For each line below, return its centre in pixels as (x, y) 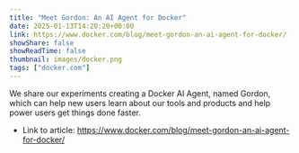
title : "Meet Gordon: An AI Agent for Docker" (98, 18)
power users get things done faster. (75, 112)
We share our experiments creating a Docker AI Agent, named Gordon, (140, 93)
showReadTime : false (48, 51)
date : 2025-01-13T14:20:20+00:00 (72, 26)
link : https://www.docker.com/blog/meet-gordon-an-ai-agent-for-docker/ (148, 34)
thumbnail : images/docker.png (66, 59)
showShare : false (42, 43)
